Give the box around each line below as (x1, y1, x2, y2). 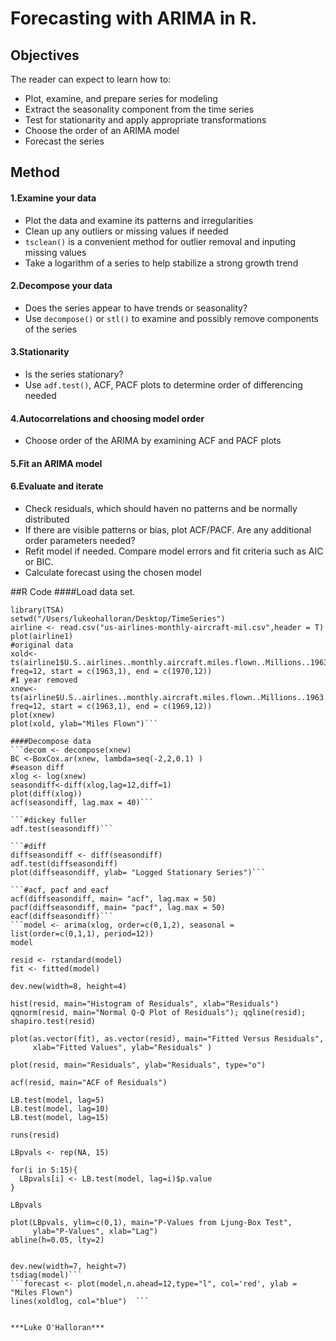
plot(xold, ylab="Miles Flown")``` (10, 719, 159, 729)
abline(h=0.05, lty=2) (10, 1235, 105, 1245)
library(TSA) (10, 605, 65, 615)
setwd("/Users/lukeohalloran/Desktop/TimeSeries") (10, 614, 226, 624)
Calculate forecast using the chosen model (24, 567, 202, 578)
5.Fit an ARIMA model (10, 457, 103, 469)
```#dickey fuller (10, 815, 87, 825)
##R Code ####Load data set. (10, 586, 136, 597)
